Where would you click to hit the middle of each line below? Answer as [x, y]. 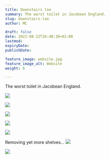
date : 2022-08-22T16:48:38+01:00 [39, 37]
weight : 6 [15, 68]
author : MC [16, 23]
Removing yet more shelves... [35, 142]
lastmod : [14, 41]
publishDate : [18, 50]
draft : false [18, 32]
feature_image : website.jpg [34, 59]
